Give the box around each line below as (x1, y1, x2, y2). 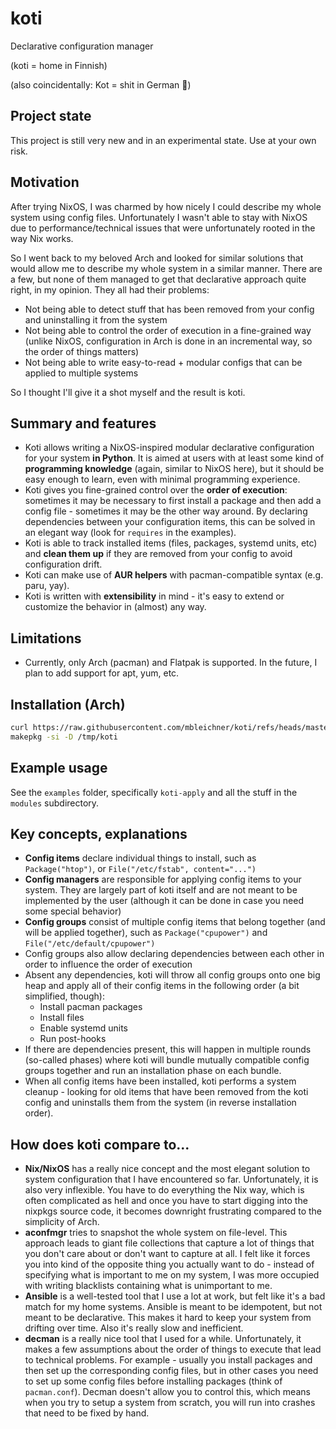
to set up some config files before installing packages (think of (24, 1375, 283, 1387)
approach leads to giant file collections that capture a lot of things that (24, 1237, 315, 1249)
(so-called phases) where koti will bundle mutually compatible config (24, 1054, 310, 1066)
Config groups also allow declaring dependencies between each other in (24, 948, 325, 960)
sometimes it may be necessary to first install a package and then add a (24, 495, 322, 507)
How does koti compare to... (10, 1136, 190, 1153)
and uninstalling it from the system (24, 313, 168, 326)
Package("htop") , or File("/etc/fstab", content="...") (24, 863, 257, 875)
